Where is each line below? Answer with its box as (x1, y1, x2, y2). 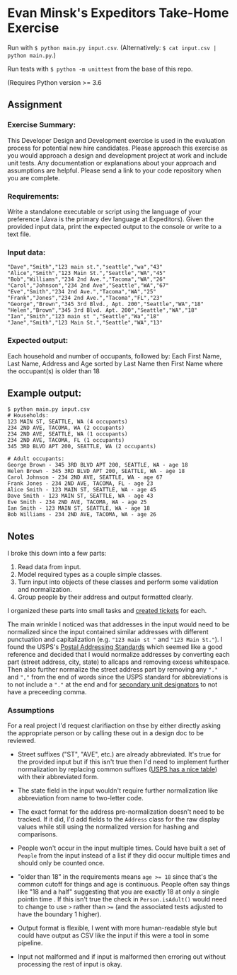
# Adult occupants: (7, 455, 65, 462)
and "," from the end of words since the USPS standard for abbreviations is (7, 673, 229, 682)
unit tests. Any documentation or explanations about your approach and (7, 158, 217, 167)
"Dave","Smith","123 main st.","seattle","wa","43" (7, 264, 163, 271)
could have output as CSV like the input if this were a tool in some (17, 931, 209, 940)
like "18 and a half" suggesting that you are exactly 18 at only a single (17, 887, 219, 896)
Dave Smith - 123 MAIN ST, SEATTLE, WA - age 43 (7, 493, 154, 500)
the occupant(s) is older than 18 (7, 366, 100, 375)
